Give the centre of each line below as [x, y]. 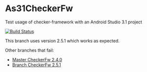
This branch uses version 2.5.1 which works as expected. [62, 41]
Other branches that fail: [30, 50]
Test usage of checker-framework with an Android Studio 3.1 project [74, 22]
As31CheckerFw [39, 9]
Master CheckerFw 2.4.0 [37, 59]
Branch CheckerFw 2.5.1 [36, 65]
